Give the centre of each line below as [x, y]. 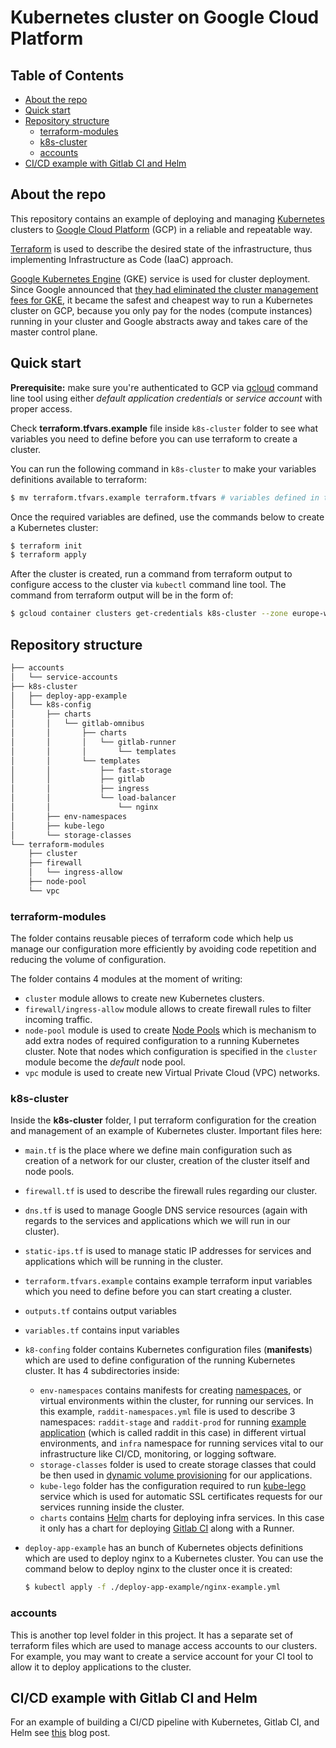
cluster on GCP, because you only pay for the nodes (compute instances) [161, 310]
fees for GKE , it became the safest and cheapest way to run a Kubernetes [161, 300]
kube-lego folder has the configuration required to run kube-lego [173, 1486]
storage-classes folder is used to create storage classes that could [178, 1465]
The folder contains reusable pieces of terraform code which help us [152, 938]
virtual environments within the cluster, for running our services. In [176, 1401]
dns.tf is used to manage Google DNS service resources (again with [166, 1210]
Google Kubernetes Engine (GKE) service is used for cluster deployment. [160, 278]
